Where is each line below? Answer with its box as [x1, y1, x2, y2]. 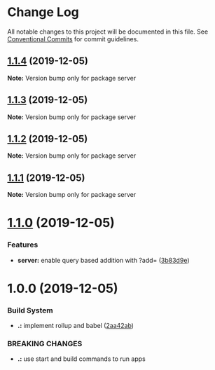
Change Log [7, 4, 79, 20]
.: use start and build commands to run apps [17, 355, 146, 363]
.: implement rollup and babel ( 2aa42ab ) [17, 322, 134, 330]
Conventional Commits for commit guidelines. [7, 34, 139, 43]
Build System [7, 306, 54, 315]
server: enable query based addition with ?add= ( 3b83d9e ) [17, 256, 190, 264]
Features [7, 240, 39, 249]
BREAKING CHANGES [7, 339, 83, 349]
